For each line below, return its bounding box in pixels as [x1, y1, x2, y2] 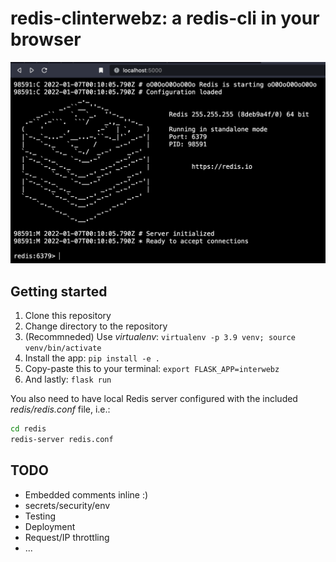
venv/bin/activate [24, 343, 102, 354]
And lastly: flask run [24, 373, 112, 386]
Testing [24, 510, 57, 522]
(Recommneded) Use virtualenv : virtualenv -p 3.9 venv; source [24, 331, 296, 343]
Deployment [24, 520, 76, 532]
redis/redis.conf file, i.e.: [10, 403, 111, 416]
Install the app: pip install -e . [24, 352, 160, 364]
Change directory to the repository [24, 320, 168, 332]
